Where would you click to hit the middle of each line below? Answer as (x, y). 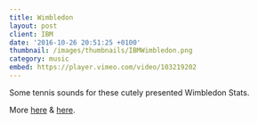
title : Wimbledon (41, 17)
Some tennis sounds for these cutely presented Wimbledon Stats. (129, 92)
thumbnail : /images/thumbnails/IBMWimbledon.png (101, 51)
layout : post (33, 26)
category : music (39, 59)
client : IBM (31, 34)
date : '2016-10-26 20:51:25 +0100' (75, 42)
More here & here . (42, 110)
